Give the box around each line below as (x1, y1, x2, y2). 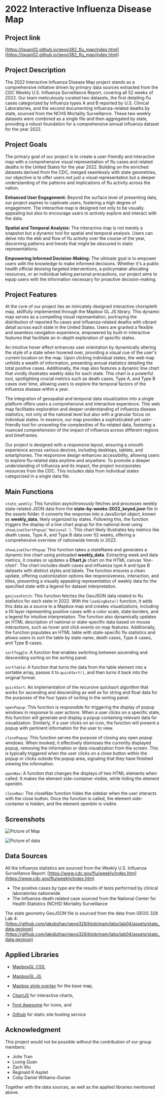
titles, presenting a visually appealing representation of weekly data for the (5, 578, 157, 584)
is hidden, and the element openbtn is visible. (25, 801, 118, 807)
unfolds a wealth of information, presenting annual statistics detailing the (5, 360, 153, 366)
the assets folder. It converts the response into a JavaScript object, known (5, 511, 156, 517)
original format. (5, 675, 36, 681)
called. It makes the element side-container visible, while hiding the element (5, 776, 160, 782)
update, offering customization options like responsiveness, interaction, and (5, 573, 159, 579)
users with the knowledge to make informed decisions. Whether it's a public (5, 260, 159, 266)
